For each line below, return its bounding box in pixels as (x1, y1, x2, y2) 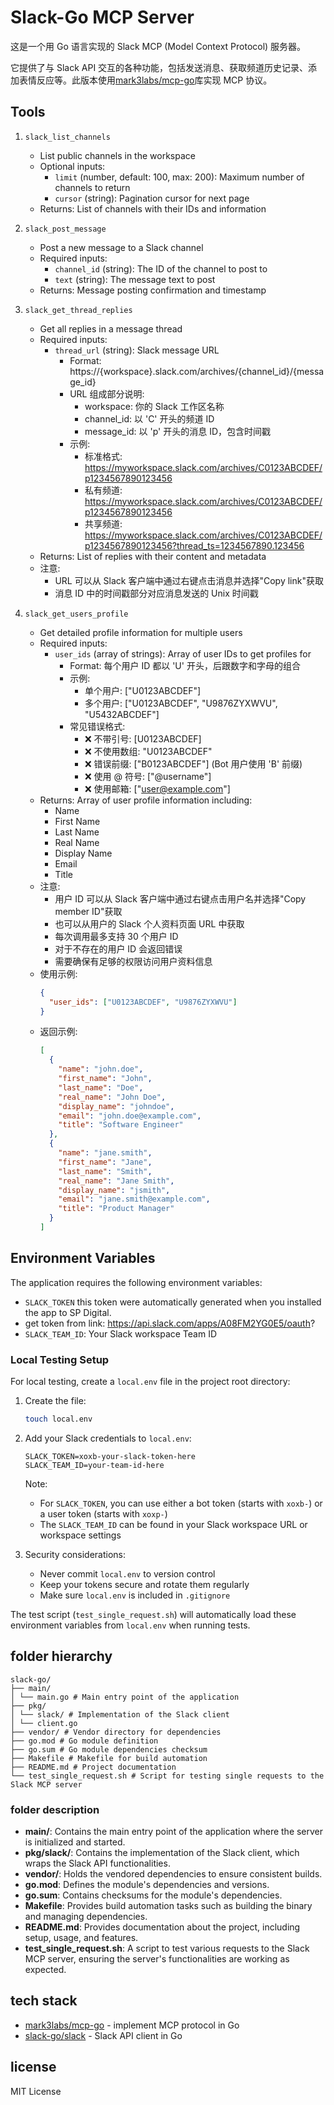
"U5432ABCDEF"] (84, 708, 160, 720)
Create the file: (24, 1394, 87, 1406)
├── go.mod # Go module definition (10, 1736, 159, 1746)
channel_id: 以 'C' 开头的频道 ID (84, 412, 215, 425)
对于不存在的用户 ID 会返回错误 (54, 942, 183, 955)
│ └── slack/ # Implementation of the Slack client (10, 1709, 230, 1720)
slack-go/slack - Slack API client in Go (24, 2029, 183, 2041)
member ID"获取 (54, 905, 123, 917)
